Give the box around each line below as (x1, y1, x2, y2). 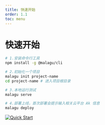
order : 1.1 (5, 12, 28, 17)
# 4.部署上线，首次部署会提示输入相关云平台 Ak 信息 (5, 101, 100, 106)
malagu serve (5, 92, 32, 97)
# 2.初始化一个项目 (5, 70, 40, 75)
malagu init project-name (5, 74, 58, 79)
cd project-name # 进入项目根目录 (5, 79, 71, 83)
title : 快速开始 (5, 7, 35, 12)
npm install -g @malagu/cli (5, 60, 63, 66)
